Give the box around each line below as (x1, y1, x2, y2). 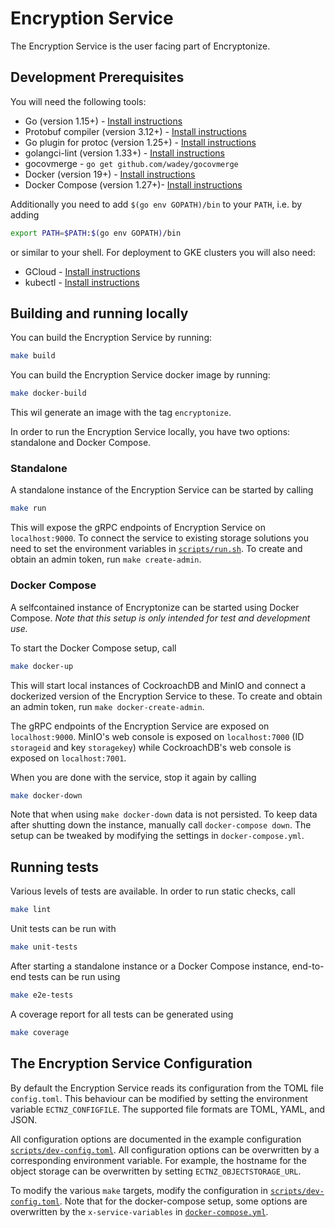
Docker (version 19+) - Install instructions (24, 168, 196, 180)
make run (10, 503, 47, 514)
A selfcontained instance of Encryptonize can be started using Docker (10, 601, 300, 613)
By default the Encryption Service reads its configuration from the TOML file (10, 1082, 324, 1094)
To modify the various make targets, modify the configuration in (10, 1184, 269, 1196)
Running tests (10, 858, 100, 876)
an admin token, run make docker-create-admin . (10, 700, 205, 712)
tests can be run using (28, 970, 121, 982)
